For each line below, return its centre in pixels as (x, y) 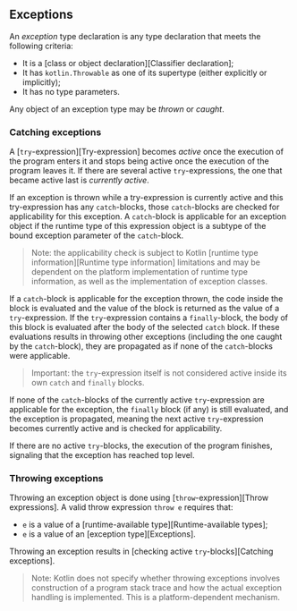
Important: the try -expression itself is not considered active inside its (159, 373)
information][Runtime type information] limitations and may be (146, 262)
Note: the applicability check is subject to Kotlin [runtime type (144, 253)
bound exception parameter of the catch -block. (97, 235)
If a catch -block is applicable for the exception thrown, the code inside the (146, 299)
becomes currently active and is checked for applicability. (116, 429)
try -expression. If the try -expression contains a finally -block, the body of (149, 318)
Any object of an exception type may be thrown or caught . (117, 109)
